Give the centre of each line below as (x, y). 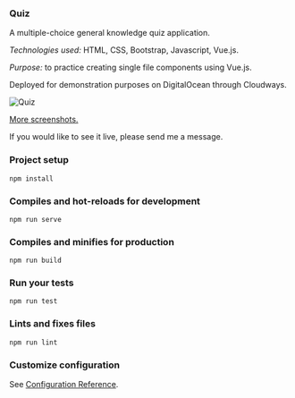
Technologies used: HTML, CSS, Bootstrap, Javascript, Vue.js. (124, 50)
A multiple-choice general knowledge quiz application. (110, 33)
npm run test (34, 301)
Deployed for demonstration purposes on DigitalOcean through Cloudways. (148, 85)
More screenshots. (44, 120)
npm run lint (34, 343)
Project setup (39, 160)
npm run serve (36, 219)
